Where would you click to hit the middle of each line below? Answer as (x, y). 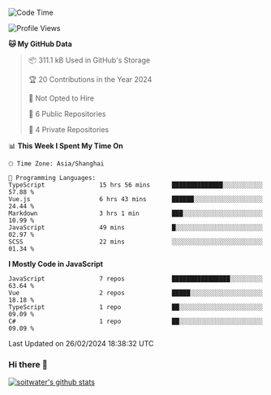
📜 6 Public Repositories (67, 114)
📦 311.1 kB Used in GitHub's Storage (89, 60)
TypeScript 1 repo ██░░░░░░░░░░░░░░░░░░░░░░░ (136, 307)
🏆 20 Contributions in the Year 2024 (90, 79)
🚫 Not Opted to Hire (61, 98)
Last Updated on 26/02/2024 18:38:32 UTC (81, 343)
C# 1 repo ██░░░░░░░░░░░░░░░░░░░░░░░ (136, 321)
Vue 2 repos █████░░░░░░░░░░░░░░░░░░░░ (136, 293)
